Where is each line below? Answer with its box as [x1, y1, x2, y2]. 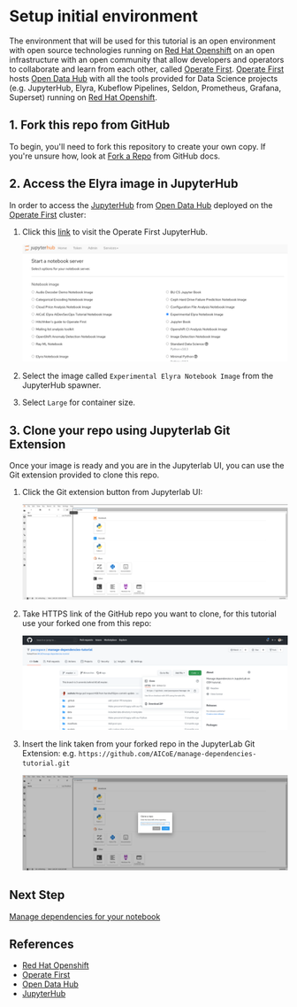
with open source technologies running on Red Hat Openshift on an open [9, 44, 276, 55]
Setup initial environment [9, 6, 199, 27]
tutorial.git [21, 759, 71, 768]
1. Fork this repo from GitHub [9, 118, 171, 133]
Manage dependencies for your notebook [9, 910, 161, 922]
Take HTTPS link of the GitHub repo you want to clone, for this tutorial [21, 608, 277, 619]
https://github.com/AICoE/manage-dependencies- [78, 750, 257, 759]
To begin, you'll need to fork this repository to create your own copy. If [9, 141, 266, 151]
